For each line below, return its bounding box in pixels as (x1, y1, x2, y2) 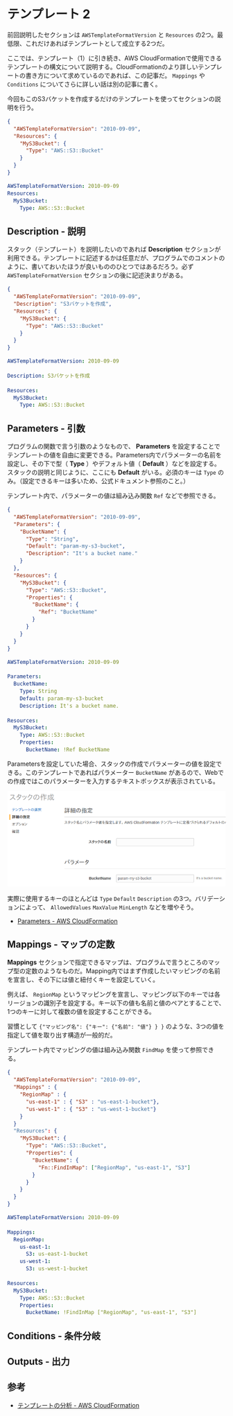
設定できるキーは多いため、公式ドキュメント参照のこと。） (21, 477, 189, 485)
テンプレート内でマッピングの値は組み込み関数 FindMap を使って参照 (7, 1046, 202, 1054)
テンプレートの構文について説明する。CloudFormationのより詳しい (7, 62, 199, 71)
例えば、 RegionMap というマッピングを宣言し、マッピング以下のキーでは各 (7, 990, 221, 999)
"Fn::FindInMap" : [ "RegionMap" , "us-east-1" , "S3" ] (37, 1164, 191, 1171)
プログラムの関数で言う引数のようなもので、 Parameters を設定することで (7, 442, 221, 451)
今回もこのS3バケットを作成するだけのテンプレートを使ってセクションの (7, 94, 215, 103)
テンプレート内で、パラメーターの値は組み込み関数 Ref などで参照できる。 (7, 491, 220, 500)
